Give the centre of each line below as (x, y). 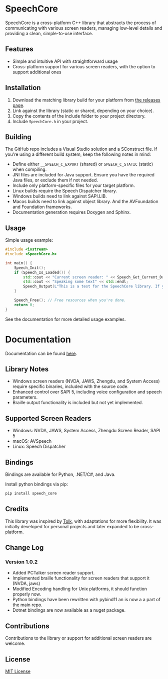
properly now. (27, 594)
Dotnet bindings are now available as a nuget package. (69, 610)
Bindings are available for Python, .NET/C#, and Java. (60, 474)
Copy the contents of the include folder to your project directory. (79, 116)
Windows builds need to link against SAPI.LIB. (59, 196)
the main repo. (27, 605)
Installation (23, 88)
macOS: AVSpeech (32, 441)
